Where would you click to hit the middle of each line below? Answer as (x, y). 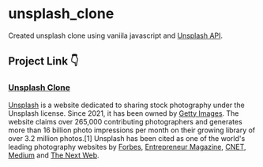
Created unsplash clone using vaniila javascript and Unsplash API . (116, 35)
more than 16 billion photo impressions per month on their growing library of (132, 130)
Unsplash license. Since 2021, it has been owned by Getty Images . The (124, 113)
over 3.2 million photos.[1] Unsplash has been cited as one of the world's (127, 138)
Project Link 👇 (43, 61)
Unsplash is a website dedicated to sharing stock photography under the (126, 105)
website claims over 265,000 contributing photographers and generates (125, 121)
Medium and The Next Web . (54, 155)
